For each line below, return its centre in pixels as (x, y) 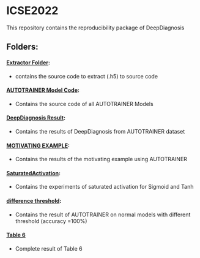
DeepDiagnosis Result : (36, 118)
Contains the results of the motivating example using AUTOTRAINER (101, 159)
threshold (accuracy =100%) (51, 221)
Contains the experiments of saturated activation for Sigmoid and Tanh (104, 187)
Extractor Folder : (28, 63)
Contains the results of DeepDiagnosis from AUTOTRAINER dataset (100, 131)
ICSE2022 (32, 11)
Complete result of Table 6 (49, 248)
